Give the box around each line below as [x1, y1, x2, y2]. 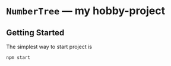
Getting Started [6, 28, 65, 38]
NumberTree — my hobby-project [6, 4, 165, 18]
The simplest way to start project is [6, 43, 92, 50]
